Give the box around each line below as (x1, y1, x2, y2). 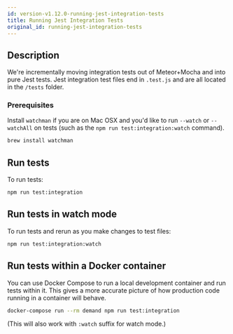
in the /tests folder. (7, 83, 64, 91)
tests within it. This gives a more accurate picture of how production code (7, 286, 220, 295)
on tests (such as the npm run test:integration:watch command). (34, 123, 225, 132)
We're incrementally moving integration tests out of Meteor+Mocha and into (7, 68, 226, 76)
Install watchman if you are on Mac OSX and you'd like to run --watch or (7, 116, 210, 125)
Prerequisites (7, 100, 54, 110)
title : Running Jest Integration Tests (7, 17, 124, 24)
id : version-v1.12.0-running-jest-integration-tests (7, 10, 164, 18)
